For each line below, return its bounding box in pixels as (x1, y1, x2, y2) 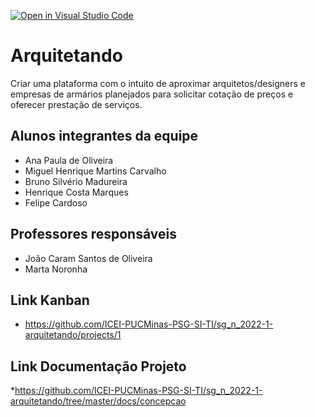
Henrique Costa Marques (24, 186, 129, 198)
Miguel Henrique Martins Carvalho (24, 165, 167, 177)
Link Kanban (10, 291, 90, 309)
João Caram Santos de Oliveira (24, 252, 153, 264)
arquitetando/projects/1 (24, 329, 122, 341)
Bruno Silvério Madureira (24, 175, 128, 187)
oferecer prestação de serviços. (10, 98, 143, 110)
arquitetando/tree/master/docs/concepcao (10, 395, 187, 407)
